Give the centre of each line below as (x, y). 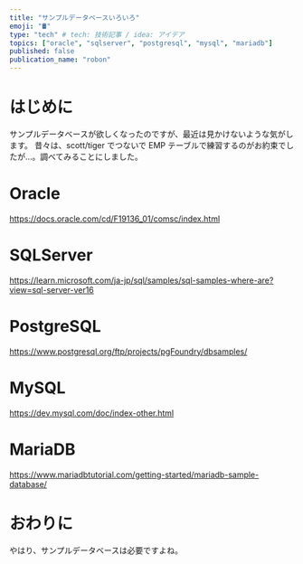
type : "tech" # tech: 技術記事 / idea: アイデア (97, 34)
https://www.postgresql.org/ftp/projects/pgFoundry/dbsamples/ (128, 351)
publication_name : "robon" (60, 60)
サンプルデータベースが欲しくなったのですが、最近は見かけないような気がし (151, 134)
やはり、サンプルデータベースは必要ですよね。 (96, 550)
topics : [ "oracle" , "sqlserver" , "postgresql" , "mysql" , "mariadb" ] (141, 43)
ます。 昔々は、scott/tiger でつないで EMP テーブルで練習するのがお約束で (148, 145)
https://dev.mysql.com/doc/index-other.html (92, 413)
